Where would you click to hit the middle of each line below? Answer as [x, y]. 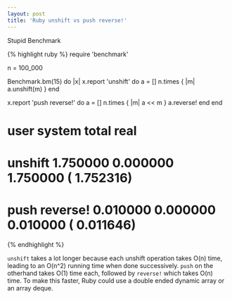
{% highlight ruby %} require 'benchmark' [68, 54]
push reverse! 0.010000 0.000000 [112, 210]
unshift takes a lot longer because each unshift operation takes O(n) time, [115, 258]
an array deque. [30, 288]
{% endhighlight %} [36, 244]
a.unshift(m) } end [33, 89]
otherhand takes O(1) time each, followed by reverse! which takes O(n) [110, 273]
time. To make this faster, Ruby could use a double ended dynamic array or [116, 280]
